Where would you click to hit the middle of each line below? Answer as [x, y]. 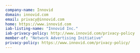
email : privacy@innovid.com [35, 19]
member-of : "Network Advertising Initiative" [54, 38]
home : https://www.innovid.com [38, 24]
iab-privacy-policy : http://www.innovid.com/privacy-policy [70, 33]
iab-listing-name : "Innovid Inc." [42, 29]
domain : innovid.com [27, 15]
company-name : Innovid [29, 10]
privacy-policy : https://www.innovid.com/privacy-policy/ [68, 43]
